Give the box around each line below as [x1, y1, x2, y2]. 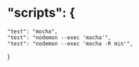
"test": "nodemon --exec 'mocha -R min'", [7, 40, 133, 47]
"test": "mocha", [7, 28, 58, 35]
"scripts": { [7, 5, 76, 21]
